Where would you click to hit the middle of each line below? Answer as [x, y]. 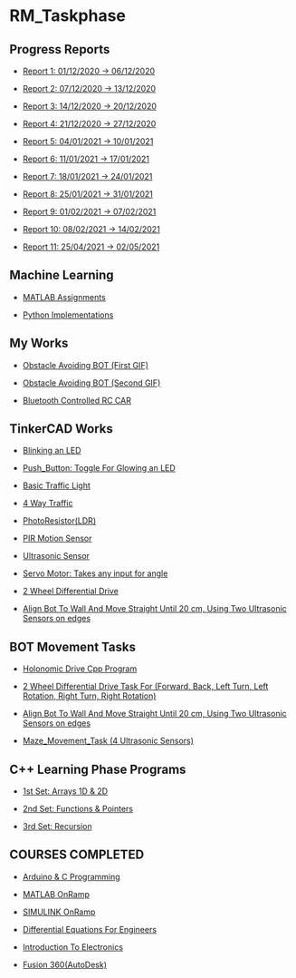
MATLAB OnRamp [56, 894]
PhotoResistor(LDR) [59, 521]
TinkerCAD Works [61, 429]
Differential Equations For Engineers [89, 929]
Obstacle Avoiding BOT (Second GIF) [91, 383]
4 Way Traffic [48, 504]
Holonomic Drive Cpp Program [80, 669]
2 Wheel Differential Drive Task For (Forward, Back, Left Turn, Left [145, 687]
